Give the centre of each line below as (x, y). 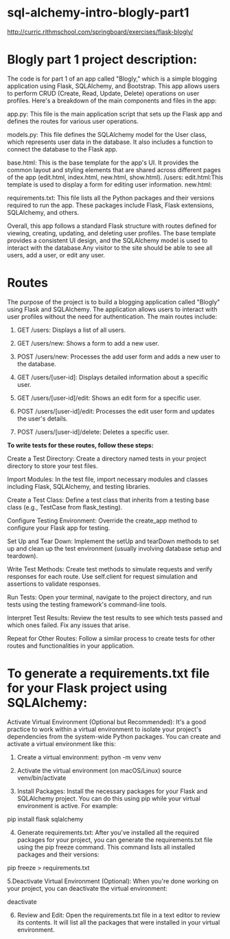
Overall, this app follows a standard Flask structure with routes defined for (112, 226)
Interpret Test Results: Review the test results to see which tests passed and (115, 618)
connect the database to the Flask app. (62, 149)
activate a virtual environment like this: (61, 743)
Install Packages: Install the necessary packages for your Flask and (112, 791)
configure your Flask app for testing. (59, 527)
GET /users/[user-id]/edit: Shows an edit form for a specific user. (109, 398)
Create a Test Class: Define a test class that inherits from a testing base (108, 500)
